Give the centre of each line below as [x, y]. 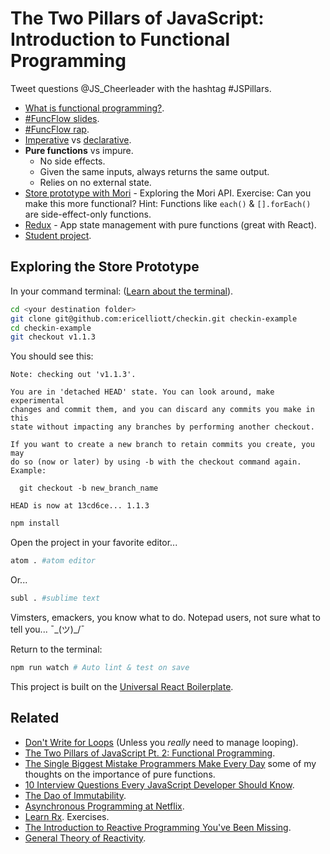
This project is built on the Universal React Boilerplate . [122, 686]
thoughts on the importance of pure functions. [120, 774]
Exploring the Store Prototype [105, 267]
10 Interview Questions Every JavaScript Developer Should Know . [159, 784]
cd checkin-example [51, 328]
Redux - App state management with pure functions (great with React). [170, 224]
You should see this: [52, 356]
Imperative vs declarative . [78, 139]
